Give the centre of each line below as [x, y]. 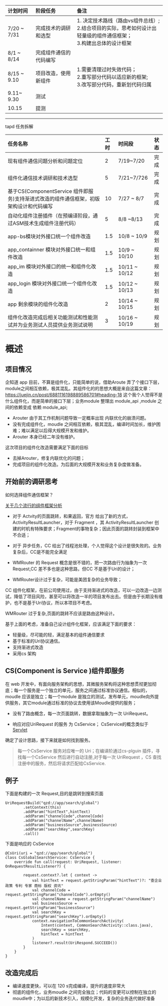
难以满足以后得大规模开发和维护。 [56, 430]
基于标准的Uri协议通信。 [37, 641]
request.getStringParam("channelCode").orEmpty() [58, 895]
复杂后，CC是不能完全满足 [40, 552]
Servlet [20, 729]
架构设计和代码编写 [30, 206]
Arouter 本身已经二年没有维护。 [45, 437]
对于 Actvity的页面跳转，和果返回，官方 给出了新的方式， [71, 516]
